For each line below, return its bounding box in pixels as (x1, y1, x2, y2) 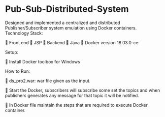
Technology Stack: (5, 30, 43, 36)
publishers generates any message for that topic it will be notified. (5, 92, 139, 98)
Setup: (5, 49, 19, 55)
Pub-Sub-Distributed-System (5, 3, 129, 15)
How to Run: (5, 68, 31, 74)
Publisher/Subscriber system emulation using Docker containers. (5, 25, 137, 30)
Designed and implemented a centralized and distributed (5, 20, 121, 26)
